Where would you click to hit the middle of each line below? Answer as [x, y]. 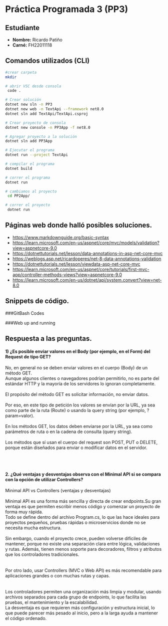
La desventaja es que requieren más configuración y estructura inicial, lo [80, 608]
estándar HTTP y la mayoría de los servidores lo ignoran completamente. [80, 384]
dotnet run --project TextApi [37, 155]
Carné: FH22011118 [32, 45]
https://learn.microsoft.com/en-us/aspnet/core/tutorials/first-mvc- [81, 269]
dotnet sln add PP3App [29, 141]
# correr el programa [28, 177]
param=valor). [20, 416]
